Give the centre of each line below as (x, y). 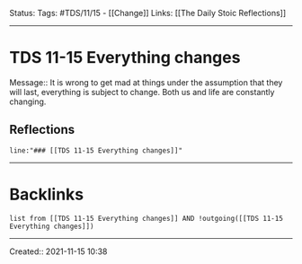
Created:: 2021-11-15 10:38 (58, 251)
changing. (28, 101)
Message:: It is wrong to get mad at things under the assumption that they (146, 82)
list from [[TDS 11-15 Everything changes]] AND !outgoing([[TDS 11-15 (146, 218)
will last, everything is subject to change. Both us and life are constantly (142, 92)
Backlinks (47, 194)
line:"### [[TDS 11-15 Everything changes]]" (96, 150)
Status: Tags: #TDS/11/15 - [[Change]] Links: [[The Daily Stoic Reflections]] (148, 13)
